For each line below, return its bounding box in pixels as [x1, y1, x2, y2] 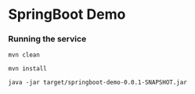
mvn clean [8, 51, 41, 60]
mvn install [8, 65, 47, 73]
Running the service [8, 34, 87, 45]
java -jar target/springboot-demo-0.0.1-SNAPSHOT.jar [8, 78, 188, 87]
